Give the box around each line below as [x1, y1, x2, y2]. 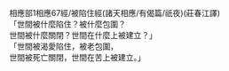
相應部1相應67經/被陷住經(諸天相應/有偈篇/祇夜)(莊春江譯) [9, 8, 220, 18]
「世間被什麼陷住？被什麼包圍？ [9, 19, 126, 29]
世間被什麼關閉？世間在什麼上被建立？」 [9, 30, 157, 40]
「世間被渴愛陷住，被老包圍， [9, 41, 118, 51]
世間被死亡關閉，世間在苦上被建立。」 [9, 52, 146, 62]
